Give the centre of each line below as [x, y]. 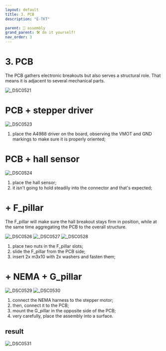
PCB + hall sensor [42, 159]
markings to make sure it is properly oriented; [59, 139]
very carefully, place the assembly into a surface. [63, 316]
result [14, 331]
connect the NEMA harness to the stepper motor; [63, 300]
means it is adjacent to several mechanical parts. [55, 80]
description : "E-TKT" [28, 19]
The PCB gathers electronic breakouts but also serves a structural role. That [83, 75]
